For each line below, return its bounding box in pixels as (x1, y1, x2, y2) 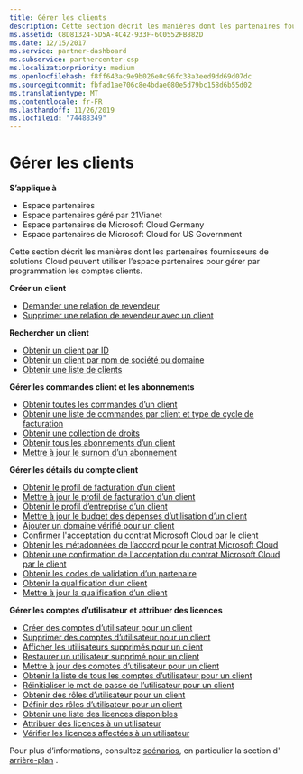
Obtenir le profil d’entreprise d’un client (22, 502, 169, 512)
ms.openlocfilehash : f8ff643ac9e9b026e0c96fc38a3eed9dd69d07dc (9, 72, 252, 81)
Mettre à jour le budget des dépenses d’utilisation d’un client (22, 511, 248, 521)
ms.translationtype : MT (9, 88, 99, 97)
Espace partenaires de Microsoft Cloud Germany (22, 219, 205, 230)
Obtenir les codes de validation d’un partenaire (22, 568, 197, 579)
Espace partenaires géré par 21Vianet (22, 209, 162, 221)
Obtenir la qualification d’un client (22, 578, 148, 589)
